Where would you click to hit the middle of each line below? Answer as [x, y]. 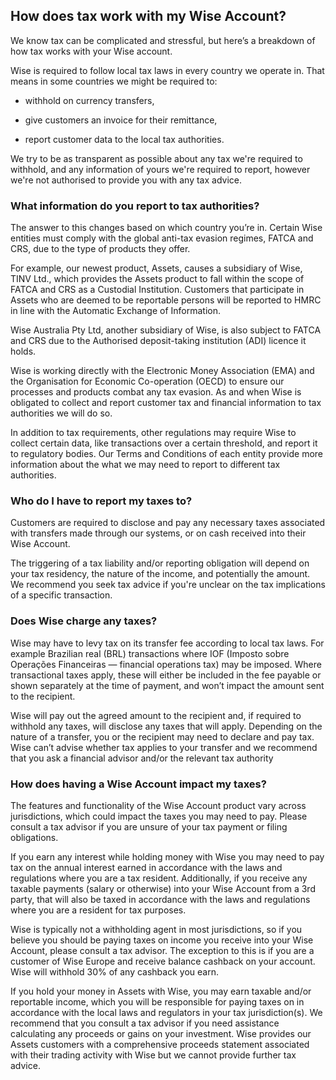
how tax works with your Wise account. [91, 51]
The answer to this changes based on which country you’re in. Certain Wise [166, 228]
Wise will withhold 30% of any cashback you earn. [114, 972]
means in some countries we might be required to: [114, 81]
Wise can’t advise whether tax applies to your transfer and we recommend [164, 747]
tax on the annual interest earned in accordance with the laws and [146, 867]
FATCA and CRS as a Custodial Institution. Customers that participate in [157, 290]
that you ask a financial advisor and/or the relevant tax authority [142, 758]
